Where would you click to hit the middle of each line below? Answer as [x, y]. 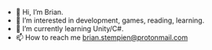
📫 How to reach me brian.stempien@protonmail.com [102, 37]
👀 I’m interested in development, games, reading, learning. [110, 20]
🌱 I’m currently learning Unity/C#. [69, 29]
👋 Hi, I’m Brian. [40, 12]
